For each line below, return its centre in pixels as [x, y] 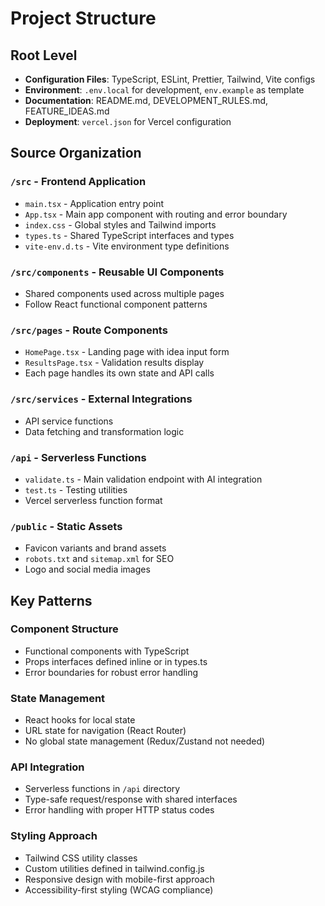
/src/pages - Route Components [89, 330]
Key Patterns [51, 600]
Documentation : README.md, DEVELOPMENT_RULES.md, [146, 100]
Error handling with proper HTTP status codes [119, 810]
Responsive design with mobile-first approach [119, 879]
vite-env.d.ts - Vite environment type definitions [127, 246]
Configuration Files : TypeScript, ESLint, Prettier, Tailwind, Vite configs [170, 79]
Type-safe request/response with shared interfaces [131, 799]
